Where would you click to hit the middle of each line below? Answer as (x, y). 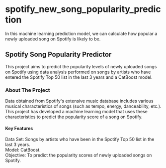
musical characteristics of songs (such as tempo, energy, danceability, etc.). (83, 106)
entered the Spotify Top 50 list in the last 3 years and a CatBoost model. (79, 77)
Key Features (19, 128)
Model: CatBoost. (23, 150)
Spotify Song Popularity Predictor (58, 55)
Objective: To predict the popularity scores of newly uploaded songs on (79, 155)
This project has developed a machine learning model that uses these (76, 112)
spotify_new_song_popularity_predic (83, 9)
